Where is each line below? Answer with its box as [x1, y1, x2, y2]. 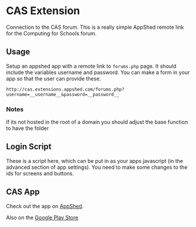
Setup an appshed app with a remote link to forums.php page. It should [6, 62, 177, 69]
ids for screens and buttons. [6, 169, 75, 177]
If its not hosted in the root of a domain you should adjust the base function [6, 119, 188, 126]
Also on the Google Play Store [6, 213, 79, 221]
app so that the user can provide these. [6, 75, 102, 82]
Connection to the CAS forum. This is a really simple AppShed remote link [6, 24, 184, 31]
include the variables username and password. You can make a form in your [6, 69, 190, 76]
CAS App [6, 187, 40, 197]
